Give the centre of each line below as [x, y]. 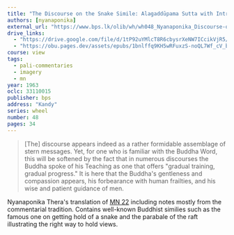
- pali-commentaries [43, 66]
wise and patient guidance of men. [74, 188]
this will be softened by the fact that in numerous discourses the [116, 158]
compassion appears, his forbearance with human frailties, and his [120, 181]
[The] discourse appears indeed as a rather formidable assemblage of [125, 144]
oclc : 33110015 [29, 91]
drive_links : [26, 33]
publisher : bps [29, 98]
